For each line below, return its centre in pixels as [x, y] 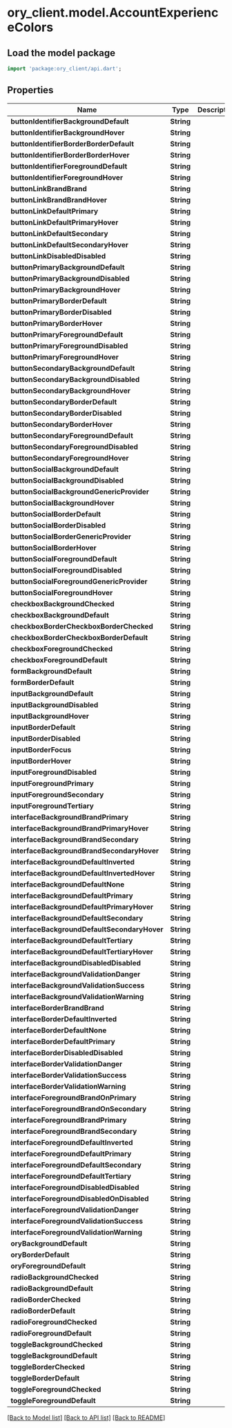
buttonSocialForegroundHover [62, 592]
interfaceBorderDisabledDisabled [67, 1052]
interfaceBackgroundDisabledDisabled [76, 963]
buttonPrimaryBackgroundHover [66, 289]
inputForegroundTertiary [52, 806]
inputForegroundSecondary [57, 794]
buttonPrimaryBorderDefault [59, 300]
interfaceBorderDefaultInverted [64, 1019]
